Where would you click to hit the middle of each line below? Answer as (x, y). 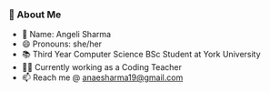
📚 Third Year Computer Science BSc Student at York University (141, 55)
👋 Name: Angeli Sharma (66, 35)
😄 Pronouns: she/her (61, 44)
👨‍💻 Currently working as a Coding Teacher (102, 67)
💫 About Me (35, 15)
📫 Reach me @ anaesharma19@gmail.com (102, 77)
